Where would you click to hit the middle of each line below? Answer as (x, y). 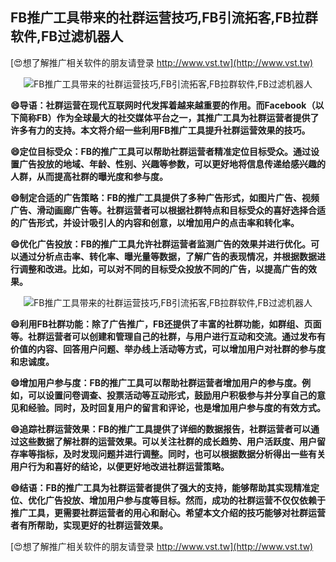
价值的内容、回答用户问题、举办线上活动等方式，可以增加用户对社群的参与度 (168, 349)
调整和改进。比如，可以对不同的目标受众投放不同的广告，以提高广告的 (163, 269)
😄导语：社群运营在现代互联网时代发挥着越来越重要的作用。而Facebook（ (163, 105)
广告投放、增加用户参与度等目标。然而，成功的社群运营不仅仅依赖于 (185, 500)
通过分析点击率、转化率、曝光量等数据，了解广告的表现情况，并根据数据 (167, 256)
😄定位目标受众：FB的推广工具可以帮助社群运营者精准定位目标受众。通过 (161, 151)
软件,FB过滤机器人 (67, 36)
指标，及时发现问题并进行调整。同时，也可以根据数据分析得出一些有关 (181, 454)
